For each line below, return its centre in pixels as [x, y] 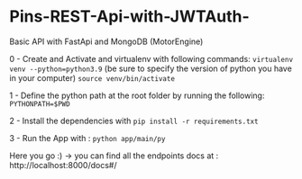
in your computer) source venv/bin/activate [92, 77]
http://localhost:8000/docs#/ [63, 165]
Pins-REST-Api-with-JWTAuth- [129, 17]
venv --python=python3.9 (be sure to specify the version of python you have [151, 68]
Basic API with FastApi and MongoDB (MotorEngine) [106, 41]
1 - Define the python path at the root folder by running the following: [137, 95]
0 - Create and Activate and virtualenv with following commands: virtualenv [151, 58]
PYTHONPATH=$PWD [40, 104]
